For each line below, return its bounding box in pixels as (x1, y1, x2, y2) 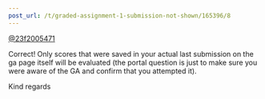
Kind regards (8, 81, 51, 91)
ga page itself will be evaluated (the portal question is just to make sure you (8, 57, 258, 67)
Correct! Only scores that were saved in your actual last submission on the (8, 49, 254, 58)
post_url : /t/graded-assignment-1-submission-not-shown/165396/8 (8, 11, 231, 20)
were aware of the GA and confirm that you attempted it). (8, 65, 198, 76)
